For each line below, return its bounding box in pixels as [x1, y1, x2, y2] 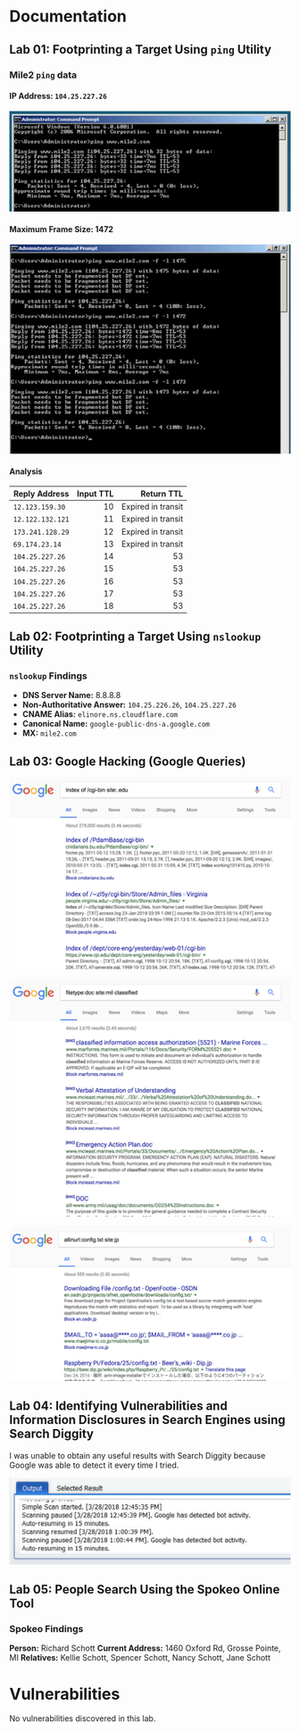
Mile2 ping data [9, 69, 78, 81]
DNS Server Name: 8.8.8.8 [21, 690, 121, 701]
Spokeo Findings [9, 1623, 84, 1635]
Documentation [9, 6, 128, 27]
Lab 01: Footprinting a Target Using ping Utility [9, 42, 272, 57]
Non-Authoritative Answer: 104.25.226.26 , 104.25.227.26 [21, 699, 237, 711]
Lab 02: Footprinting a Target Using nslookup [9, 628, 262, 644]
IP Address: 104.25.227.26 [9, 91, 107, 102]
